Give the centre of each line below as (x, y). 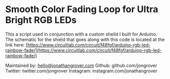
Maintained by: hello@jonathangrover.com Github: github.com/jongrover (81, 65)
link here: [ (17, 45)
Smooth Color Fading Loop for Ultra (82, 9)
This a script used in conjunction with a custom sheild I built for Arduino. (81, 34)
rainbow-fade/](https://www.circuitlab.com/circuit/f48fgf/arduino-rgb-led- (83, 50)
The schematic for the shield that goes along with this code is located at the (85, 39)
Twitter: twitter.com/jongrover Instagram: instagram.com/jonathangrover (81, 71)
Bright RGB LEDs (41, 20)
